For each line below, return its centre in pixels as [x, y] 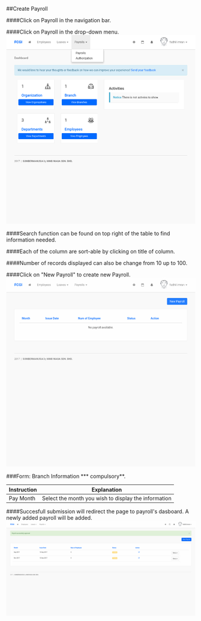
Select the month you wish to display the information [107, 498]
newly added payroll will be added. [49, 518]
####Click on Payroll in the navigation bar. [59, 20]
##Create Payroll [27, 9]
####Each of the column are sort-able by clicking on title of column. [91, 251]
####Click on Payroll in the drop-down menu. [63, 32]
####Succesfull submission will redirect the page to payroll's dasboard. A [97, 511]
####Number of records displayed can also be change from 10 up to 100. [97, 263]
